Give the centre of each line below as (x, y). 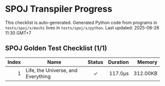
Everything (38, 76)
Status (96, 62)
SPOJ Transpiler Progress (59, 9)
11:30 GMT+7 (18, 33)
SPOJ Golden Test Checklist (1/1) (56, 48)
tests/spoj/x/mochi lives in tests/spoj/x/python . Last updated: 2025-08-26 (82, 27)
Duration (118, 62)
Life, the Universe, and (52, 70)
